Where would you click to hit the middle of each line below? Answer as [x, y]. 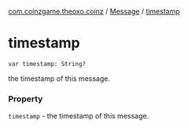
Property [26, 99]
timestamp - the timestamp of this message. [79, 116]
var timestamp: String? [47, 64]
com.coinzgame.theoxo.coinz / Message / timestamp [94, 11]
